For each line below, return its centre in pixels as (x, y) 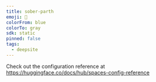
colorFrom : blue (26, 22)
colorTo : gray (24, 28)
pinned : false (24, 39)
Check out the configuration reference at (56, 66)
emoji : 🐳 (17, 17)
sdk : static (21, 33)
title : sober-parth (30, 11)
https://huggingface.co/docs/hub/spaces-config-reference (78, 72)
